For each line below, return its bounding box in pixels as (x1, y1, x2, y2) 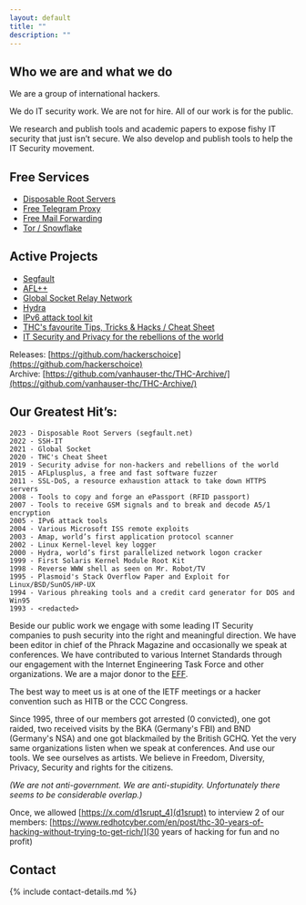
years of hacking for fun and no (160, 826, 280, 837)
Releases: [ (9, 348, 52, 360)
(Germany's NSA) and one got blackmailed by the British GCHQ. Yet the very (9, 733, 297, 744)
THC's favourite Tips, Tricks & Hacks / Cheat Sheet (22, 321, 216, 333)
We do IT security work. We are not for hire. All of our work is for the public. (9, 106, 294, 117)
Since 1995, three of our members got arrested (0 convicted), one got (9, 713, 271, 725)
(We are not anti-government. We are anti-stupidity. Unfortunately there (9, 779, 280, 790)
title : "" (9, 22, 47, 31)
